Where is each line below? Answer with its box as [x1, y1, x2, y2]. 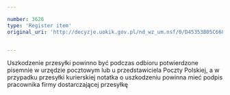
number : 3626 [7, 16, 44, 22]
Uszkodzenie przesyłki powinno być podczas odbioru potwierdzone [7, 59, 199, 67]
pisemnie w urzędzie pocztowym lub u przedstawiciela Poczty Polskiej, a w [7, 66, 220, 75]
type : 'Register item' [7, 22, 72, 29]
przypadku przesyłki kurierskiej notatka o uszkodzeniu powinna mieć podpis [7, 73, 223, 81]
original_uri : [7, 28, 48, 35]
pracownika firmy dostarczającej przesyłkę [7, 81, 129, 89]
